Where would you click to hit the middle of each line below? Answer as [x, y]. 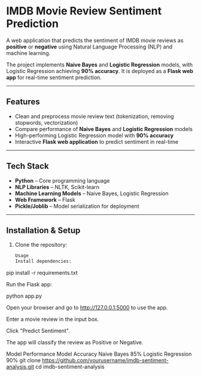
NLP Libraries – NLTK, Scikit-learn [57, 187]
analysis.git [20, 367]
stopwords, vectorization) [46, 122]
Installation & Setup [43, 230]
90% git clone [23, 360]
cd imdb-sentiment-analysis [70, 367]
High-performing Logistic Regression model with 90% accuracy [94, 135]
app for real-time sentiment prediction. [54, 77]
